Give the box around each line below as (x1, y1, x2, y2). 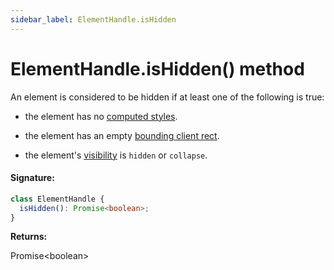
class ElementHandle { (10, 194, 105, 204)
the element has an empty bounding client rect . (24, 129, 220, 141)
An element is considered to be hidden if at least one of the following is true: (10, 91, 325, 103)
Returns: (10, 231, 48, 243)
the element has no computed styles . (24, 110, 178, 122)
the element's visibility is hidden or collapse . (24, 149, 208, 161)
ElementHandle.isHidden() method (10, 57, 305, 80)
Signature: (10, 172, 55, 184)
